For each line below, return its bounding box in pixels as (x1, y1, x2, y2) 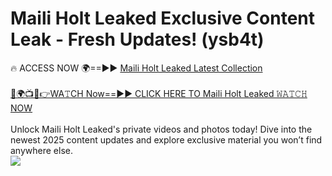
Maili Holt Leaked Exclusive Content (10, 7, 316, 30)
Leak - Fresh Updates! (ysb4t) (10, 28, 265, 51)
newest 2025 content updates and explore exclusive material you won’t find (10, 133, 323, 146)
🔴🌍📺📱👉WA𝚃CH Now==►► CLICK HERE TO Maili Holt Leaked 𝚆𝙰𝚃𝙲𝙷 (10, 87, 308, 99)
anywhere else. (10, 144, 73, 156)
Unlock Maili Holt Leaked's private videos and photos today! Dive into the (10, 123, 313, 135)
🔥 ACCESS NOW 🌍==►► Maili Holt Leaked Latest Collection (10, 62, 263, 74)
